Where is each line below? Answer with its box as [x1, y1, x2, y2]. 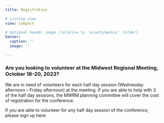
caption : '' [9, 39, 35, 44]
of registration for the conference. [5, 98, 74, 104]
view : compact [5, 21, 35, 26]
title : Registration [5, 7, 48, 12]
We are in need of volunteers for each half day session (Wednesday [5, 82, 144, 88]
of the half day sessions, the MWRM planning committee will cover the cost [5, 92, 160, 98]
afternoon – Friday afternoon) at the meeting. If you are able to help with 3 [5, 87, 156, 93]
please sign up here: [5, 113, 47, 119]
